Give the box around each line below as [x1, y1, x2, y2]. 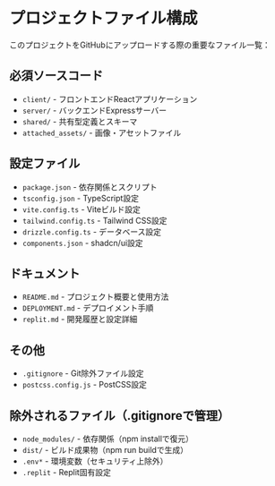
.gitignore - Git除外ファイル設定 [21, 368, 145, 379]
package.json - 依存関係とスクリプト [21, 181, 159, 192]
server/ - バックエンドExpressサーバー [21, 105, 168, 115]
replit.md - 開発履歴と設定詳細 [21, 314, 138, 325]
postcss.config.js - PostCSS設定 [21, 379, 148, 390]
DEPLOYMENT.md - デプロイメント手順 [21, 303, 154, 313]
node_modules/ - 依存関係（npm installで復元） [21, 433, 194, 444]
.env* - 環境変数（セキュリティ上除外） [21, 456, 168, 466]
